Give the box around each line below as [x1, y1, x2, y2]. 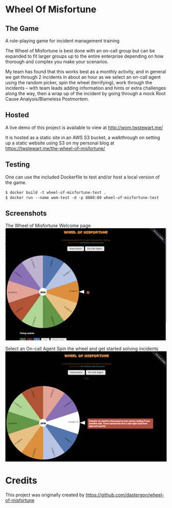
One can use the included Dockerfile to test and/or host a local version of [5, 174, 160, 180]
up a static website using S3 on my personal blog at [5, 140, 115, 146]
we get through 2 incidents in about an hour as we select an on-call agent [5, 74, 161, 80]
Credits [5, 475, 37, 486]
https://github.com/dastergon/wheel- [85, 492, 164, 498]
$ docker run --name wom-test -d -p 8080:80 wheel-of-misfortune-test [5, 195, 159, 200]
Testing [5, 160, 30, 169]
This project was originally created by [5, 492, 85, 498]
